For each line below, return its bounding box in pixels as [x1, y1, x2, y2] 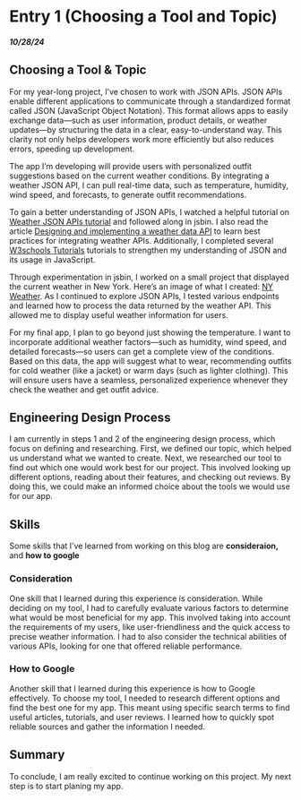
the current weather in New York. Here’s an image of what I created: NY [9, 280, 274, 292]
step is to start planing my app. [9, 780, 124, 791]
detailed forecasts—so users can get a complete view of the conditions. [9, 346, 275, 357]
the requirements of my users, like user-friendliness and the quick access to [9, 621, 291, 632]
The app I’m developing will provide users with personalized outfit [9, 160, 253, 171]
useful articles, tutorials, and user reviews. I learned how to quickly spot [9, 711, 275, 722]
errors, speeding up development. [9, 143, 135, 154]
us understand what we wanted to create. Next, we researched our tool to [9, 452, 282, 463]
